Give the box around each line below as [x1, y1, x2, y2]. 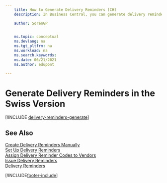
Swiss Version [5, 98, 66, 109]
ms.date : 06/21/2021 [14, 57, 57, 62]
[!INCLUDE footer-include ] [5, 173, 58, 179]
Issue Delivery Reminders [5, 158, 58, 164]
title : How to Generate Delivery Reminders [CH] [14, 7, 117, 12]
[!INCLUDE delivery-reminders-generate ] [5, 114, 89, 120]
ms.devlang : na [14, 39, 46, 44]
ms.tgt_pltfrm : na [14, 44, 52, 48]
